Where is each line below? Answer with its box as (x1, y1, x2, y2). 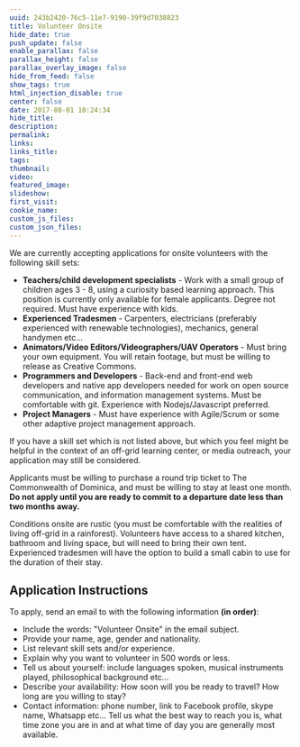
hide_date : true (9, 30, 70, 39)
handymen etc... (22, 332, 84, 342)
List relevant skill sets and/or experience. (22, 643, 176, 654)
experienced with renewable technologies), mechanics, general (22, 322, 259, 333)
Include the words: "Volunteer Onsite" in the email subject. (22, 624, 241, 635)
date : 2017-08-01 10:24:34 (9, 105, 111, 114)
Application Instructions (9, 582, 149, 597)
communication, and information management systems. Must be (22, 389, 262, 400)
